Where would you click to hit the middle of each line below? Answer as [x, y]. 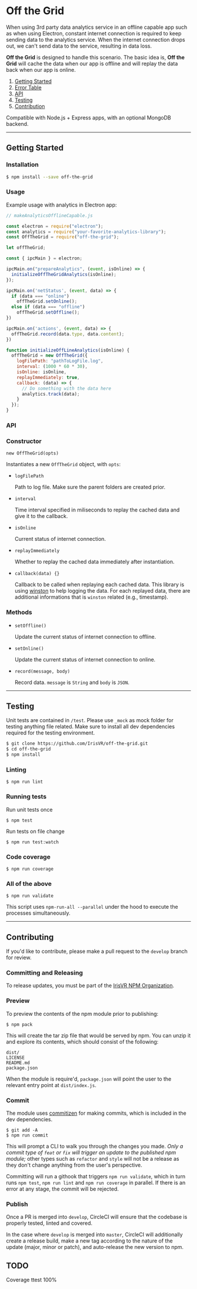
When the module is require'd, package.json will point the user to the [89, 1079]
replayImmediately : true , [48, 377]
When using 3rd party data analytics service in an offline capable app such [97, 27]
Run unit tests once [29, 809]
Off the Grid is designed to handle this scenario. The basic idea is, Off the [95, 57]
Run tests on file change [35, 831]
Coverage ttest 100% [32, 1280]
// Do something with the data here [66, 388]
